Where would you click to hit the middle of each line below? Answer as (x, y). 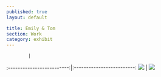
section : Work (24, 34)
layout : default (27, 17)
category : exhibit (29, 40)
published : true (27, 12)
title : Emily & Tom (31, 28)
